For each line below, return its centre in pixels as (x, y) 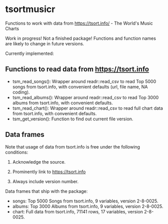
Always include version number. (45, 181)
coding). (21, 92)
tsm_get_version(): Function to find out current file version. (73, 119)
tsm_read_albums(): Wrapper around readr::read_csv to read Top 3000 (86, 97)
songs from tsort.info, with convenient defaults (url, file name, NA (80, 87)
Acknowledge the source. (39, 162)
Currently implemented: (30, 53)
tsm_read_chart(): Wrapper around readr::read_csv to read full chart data (88, 108)
